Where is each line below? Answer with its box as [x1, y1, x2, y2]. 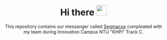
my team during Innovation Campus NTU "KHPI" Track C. [23, 28, 144, 35]
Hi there [60, 7, 95, 18]
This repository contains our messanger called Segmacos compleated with [5, 23, 162, 29]
